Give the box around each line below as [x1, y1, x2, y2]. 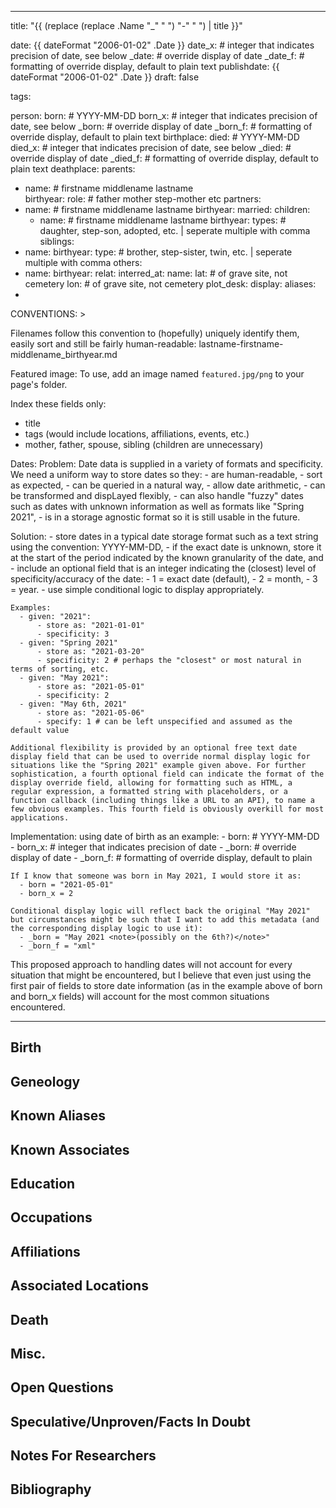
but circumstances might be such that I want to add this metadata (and [10, 915, 320, 925]
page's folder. [10, 379, 68, 390]
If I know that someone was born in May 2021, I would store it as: [10, 871, 302, 881]
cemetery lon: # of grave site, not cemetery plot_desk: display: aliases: [24, 278, 317, 290]
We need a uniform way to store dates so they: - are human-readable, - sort [10, 469, 323, 480]
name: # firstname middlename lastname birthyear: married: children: [24, 204, 311, 215]
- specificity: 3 [36, 629, 110, 639]
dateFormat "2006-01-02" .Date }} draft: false [10, 71, 200, 83]
